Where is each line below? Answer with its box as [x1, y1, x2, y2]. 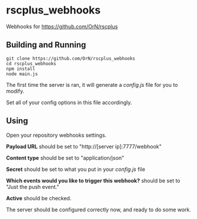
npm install [6, 66, 35, 72]
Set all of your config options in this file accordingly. [6, 99, 132, 106]
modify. [6, 87, 25, 95]
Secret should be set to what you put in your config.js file [6, 166, 145, 173]
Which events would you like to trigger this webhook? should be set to [6, 177, 181, 184]
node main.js [6, 71, 38, 77]
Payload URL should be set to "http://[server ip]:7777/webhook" [6, 143, 162, 150]
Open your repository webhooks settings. [6, 132, 107, 139]
